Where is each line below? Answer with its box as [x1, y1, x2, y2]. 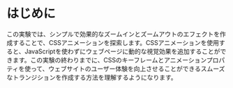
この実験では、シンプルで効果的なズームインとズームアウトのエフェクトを [6, 30, 220, 38]
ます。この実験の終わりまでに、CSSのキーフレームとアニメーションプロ [12, 55, 219, 64]
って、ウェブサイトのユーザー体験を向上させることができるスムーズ [30, 64, 225, 73]
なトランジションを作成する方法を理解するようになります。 [6, 73, 177, 81]
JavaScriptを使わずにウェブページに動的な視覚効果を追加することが [24, 47, 220, 55]
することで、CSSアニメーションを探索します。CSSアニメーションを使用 [12, 38, 219, 46]
